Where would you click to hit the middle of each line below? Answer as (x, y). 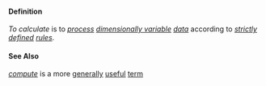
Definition (25, 11)
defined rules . (32, 38)
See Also (23, 55)
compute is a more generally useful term (76, 74)
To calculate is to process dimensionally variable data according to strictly (133, 29)
